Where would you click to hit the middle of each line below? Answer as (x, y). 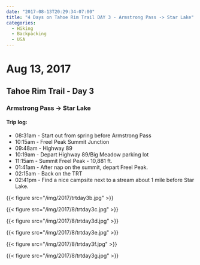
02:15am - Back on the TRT (49, 173)
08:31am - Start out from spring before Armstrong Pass (83, 135)
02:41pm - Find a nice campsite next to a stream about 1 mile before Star (104, 180)
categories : (21, 23)
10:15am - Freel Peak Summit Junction (62, 141)
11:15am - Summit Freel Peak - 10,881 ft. (63, 161)
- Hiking (22, 28)
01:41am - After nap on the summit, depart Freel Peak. (81, 167)
